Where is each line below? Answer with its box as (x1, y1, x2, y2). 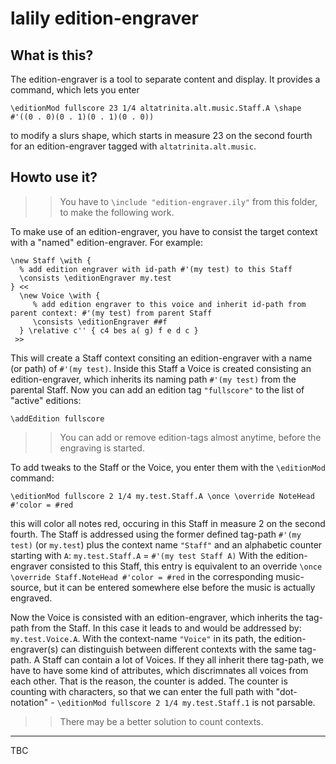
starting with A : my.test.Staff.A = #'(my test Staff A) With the (10, 549, 274, 561)
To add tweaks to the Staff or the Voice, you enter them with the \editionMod (10, 461, 326, 473)
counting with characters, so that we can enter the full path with (10, 685, 274, 697)
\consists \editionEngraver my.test (19, 273, 172, 283)
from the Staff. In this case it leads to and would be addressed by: (31, 622, 302, 634)
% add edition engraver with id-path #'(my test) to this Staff (19, 264, 293, 274)
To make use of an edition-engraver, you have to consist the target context (10, 225, 318, 237)
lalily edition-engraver (10, 7, 199, 30)
